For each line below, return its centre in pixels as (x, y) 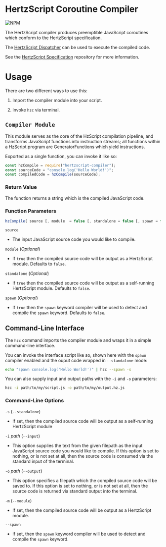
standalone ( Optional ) (27, 273)
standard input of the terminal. (43, 461)
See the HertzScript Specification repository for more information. (72, 57)
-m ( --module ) (19, 500)
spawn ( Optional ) (21, 298)
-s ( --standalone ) (23, 411)
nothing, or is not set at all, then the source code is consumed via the (83, 456)
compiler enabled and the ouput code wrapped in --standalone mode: (76, 360)
